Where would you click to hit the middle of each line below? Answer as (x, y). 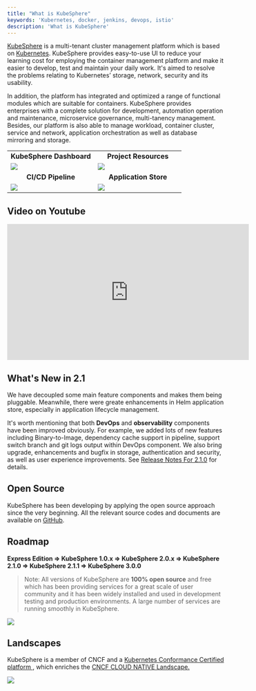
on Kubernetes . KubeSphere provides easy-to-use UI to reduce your (104, 53)
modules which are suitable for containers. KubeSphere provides (99, 104)
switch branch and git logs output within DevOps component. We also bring (115, 445)
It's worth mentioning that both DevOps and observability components (109, 423)
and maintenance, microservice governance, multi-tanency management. (111, 118)
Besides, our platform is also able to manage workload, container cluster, (111, 126)
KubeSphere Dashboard (51, 156)
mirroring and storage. (39, 140)
